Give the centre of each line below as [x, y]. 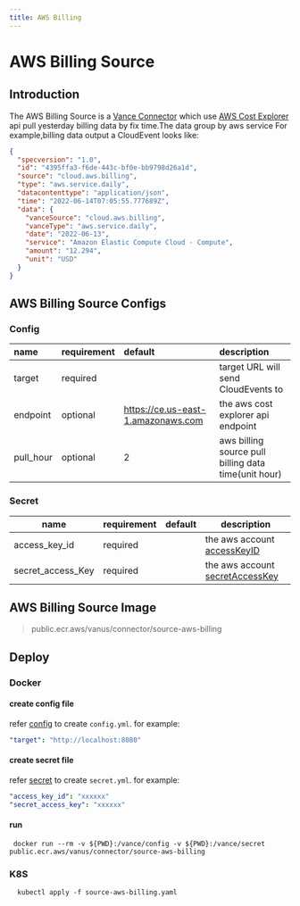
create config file [42, 704]
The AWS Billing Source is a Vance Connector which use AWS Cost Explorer [149, 116]
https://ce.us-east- [165, 410]
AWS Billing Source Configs [88, 304]
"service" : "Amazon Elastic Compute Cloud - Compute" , [129, 243]
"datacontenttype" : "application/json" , [93, 193]
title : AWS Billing [46, 17]
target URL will [250, 367]
